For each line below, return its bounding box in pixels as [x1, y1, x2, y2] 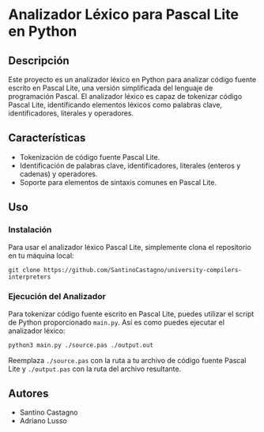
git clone [8, 266, 41, 274]
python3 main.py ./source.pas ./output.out [8, 341, 154, 349]
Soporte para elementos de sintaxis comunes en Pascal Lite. [19, 177, 217, 187]
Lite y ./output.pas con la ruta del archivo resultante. [8, 364, 182, 373]
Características [8, 131, 86, 145]
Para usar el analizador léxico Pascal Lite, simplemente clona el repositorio [8, 242, 251, 252]
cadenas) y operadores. [19, 169, 98, 179]
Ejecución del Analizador [8, 291, 107, 302]
